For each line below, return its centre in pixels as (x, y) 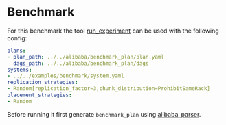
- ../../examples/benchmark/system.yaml (66, 76)
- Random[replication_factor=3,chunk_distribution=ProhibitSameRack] (109, 89)
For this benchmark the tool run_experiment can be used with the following (113, 31)
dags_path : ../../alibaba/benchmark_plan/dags (81, 63)
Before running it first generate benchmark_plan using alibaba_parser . (104, 114)
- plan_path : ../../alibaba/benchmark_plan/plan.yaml (86, 57)
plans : (16, 51)
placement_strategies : (39, 95)
